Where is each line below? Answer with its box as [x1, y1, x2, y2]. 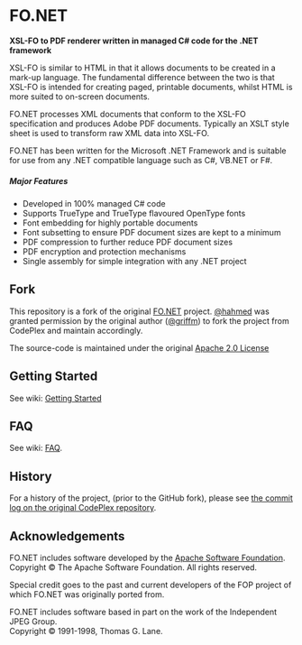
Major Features [9, 175, 69, 186]
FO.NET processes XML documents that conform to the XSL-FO [9, 108, 246, 119]
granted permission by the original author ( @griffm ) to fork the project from [9, 315, 290, 326]
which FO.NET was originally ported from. [9, 588, 165, 600]
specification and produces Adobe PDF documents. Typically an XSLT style [9, 118, 290, 129]
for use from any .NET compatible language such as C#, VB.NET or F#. [9, 154, 273, 165]
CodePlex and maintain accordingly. [9, 325, 143, 336]
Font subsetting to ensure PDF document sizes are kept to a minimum [22, 226, 281, 237]
